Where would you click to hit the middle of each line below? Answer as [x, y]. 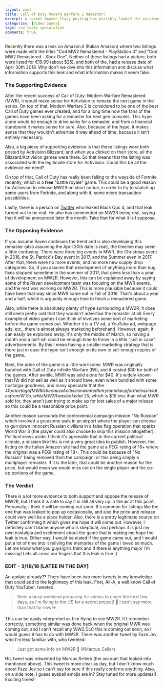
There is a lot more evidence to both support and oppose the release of [77, 496]
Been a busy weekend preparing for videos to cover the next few [82, 597]
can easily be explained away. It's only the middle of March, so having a [77, 334]
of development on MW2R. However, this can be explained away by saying [80, 278]
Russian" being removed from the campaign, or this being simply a [72, 457]
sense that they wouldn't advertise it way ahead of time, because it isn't [77, 132]
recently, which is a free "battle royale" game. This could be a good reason [81, 182]
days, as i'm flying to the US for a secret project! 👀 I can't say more [84, 602]
